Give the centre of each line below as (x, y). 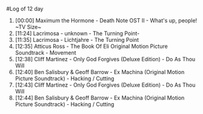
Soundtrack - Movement (46, 53)
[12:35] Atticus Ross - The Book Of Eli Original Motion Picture (91, 46)
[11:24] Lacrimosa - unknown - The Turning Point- (77, 33)
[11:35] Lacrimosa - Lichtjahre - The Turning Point (77, 40)
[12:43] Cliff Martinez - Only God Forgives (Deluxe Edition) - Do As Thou (105, 85)
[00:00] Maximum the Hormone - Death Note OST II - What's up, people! (106, 20)
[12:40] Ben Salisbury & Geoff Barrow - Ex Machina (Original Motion (100, 72)
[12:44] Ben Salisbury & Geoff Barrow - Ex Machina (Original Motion (100, 98)
